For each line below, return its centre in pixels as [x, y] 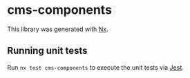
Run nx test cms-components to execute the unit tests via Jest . [96, 67]
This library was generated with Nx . [58, 29]
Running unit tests [47, 51]
